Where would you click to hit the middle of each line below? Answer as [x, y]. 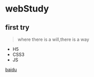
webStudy [27, 9]
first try [17, 27]
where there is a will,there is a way [53, 39]
